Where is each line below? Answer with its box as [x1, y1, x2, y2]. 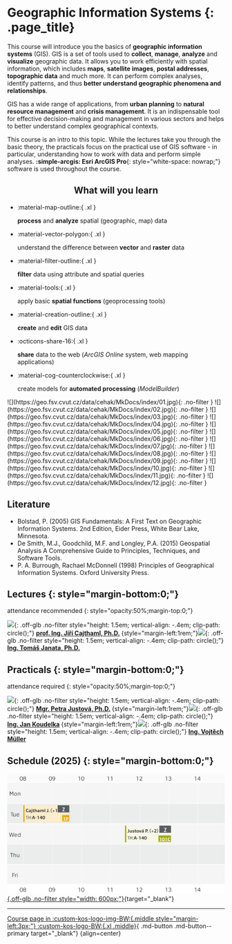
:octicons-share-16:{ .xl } [17, 337, 88, 345]
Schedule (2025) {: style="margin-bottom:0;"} [7, 755, 214, 766]
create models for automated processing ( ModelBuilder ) [17, 384, 180, 393]
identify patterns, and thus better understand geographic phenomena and [7, 79, 222, 87]
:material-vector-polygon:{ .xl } [17, 229, 106, 238]
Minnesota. [17, 531, 50, 540]
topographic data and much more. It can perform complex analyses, [7, 71, 202, 80]
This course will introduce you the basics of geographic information [7, 42, 202, 50]
